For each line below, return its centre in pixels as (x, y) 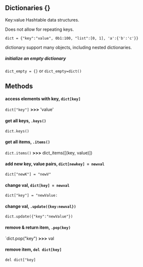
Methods (19, 86)
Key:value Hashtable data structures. (42, 20)
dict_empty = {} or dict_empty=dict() (43, 71)
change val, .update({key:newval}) (41, 206)
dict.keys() (17, 131)
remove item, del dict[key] (33, 249)
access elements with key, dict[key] (43, 99)
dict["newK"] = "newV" (28, 174)
